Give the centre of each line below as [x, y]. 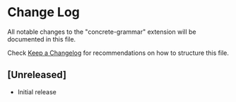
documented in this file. [42, 39]
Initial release [37, 91]
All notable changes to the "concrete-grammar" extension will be [102, 32]
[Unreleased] [37, 75]
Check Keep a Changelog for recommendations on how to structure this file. [118, 53]
